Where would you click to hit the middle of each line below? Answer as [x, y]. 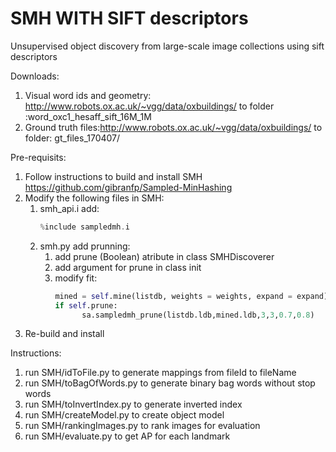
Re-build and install [64, 334]
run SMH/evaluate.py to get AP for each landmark [127, 436]
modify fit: [76, 278]
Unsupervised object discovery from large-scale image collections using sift [167, 46]
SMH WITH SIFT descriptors [129, 18]
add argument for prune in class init [128, 267]
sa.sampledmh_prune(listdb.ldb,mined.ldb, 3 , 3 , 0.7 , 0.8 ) [198, 315]
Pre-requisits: [38, 157]
